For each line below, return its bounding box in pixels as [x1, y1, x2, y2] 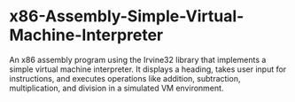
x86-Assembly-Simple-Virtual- [9, 6, 245, 27]
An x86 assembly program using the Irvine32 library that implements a [9, 54, 267, 65]
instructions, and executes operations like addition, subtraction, [9, 73, 241, 83]
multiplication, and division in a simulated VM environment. [9, 82, 224, 93]
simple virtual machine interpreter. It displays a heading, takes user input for [9, 64, 287, 75]
